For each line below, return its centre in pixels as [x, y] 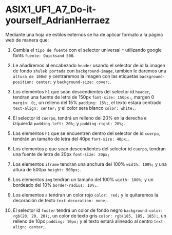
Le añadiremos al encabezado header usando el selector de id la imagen [89, 65]
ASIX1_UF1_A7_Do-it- [51, 9]
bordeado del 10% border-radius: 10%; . [55, 185]
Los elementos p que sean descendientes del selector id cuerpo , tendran [89, 149]
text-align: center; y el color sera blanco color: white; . [74, 108]
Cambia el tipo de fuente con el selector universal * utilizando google [87, 50]
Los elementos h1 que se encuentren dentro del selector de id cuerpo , [86, 133]
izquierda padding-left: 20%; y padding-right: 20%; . [69, 123]
